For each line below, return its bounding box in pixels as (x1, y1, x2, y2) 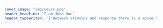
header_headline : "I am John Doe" (4, 11, 75, 16)
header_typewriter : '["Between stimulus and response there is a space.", (4, 16, 160, 20)
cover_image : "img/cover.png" (4, 7, 66, 12)
